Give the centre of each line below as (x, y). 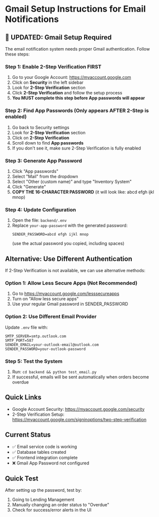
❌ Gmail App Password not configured (51, 463)
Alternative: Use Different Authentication (69, 259)
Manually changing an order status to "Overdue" (61, 505)
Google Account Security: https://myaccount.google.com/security (78, 409)
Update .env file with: (26, 327)
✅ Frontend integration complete (45, 457)
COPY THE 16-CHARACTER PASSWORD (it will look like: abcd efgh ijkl (83, 192)
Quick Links (23, 397)
